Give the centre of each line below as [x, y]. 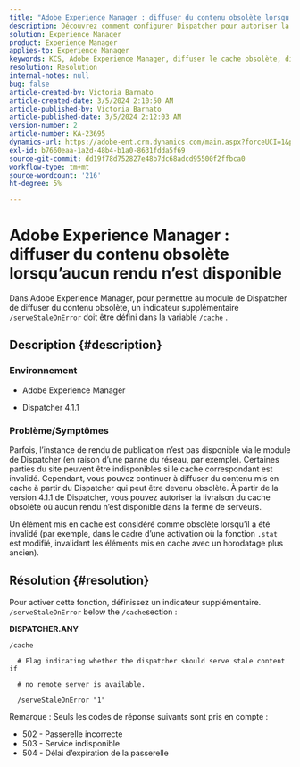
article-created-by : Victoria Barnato [81, 92]
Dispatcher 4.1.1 [50, 407]
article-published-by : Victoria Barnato [86, 109]
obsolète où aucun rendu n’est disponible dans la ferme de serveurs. [135, 507]
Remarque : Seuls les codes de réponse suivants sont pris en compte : [139, 716]
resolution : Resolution [54, 68]
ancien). [25, 553]
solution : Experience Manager [66, 34]
